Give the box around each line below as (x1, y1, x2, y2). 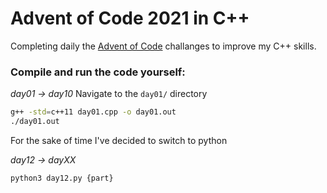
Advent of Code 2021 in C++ (10, 7, 250, 30)
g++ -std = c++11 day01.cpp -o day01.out (10, 107, 177, 117)
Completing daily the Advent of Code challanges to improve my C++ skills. (10, 40, 317, 52)
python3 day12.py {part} (10, 173, 114, 183)
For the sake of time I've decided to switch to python (10, 134, 228, 146)
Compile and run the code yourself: (10, 65, 186, 79)
